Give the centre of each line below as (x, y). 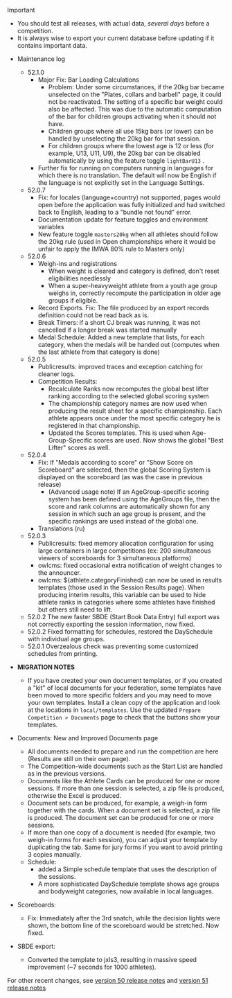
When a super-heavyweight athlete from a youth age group (133, 286)
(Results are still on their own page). (79, 759)
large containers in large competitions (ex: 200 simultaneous (124, 551)
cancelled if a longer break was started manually (107, 330)
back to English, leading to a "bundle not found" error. (115, 212)
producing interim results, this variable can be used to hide (122, 595)
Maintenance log (41, 59)
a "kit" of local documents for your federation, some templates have (124, 688)
